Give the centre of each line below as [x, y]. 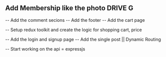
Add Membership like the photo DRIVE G [69, 8]
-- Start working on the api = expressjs [45, 49]
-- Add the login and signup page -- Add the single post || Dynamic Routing [83, 39]
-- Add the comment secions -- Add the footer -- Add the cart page [75, 20]
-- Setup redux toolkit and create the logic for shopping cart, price [73, 30]
